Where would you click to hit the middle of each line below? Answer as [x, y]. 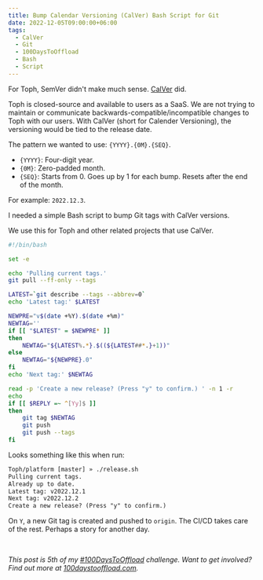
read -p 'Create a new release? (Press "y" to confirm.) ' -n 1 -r [121, 389]
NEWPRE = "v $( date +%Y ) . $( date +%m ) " [66, 316]
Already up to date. [42, 484]
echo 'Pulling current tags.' [58, 273]
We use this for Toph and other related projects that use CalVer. [111, 230]
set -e [19, 259]
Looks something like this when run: [66, 455]
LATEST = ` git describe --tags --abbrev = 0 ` [77, 295]
